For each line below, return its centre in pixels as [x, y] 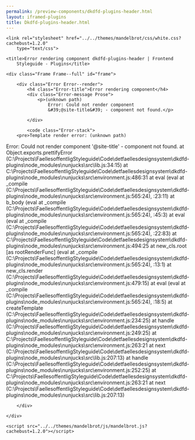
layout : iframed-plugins [36, 17]
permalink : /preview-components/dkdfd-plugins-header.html [79, 11]
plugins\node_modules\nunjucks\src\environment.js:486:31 [77, 178]
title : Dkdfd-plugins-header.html [48, 22]
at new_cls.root [168, 246]
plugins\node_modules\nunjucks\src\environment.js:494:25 [78, 246]
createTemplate [25, 308]
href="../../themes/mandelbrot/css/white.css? [124, 39]
